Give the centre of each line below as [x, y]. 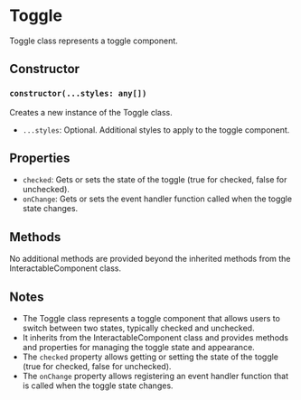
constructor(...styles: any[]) [78, 94]
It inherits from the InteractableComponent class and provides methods [155, 338]
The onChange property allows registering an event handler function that [155, 377]
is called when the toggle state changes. [98, 386]
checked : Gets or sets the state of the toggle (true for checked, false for [155, 180]
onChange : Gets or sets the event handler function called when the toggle [157, 199]
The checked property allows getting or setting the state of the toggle [150, 357]
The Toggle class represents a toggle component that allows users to [151, 319]
